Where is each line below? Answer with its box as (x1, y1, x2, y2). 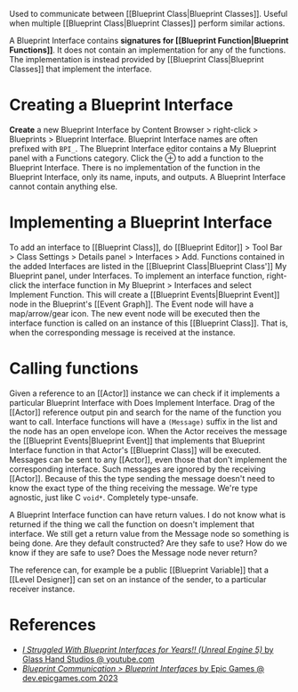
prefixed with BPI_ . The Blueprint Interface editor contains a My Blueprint (9, 143, 278, 153)
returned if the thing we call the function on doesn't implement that (9, 518, 255, 530)
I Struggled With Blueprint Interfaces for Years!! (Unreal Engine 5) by (21, 644, 274, 655)
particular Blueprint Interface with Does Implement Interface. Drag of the (9, 397, 276, 408)
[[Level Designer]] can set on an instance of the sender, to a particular (9, 573, 267, 584)
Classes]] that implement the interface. (9, 63, 152, 74)
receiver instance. (9, 583, 76, 594)
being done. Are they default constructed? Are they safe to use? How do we (9, 538, 287, 548)
